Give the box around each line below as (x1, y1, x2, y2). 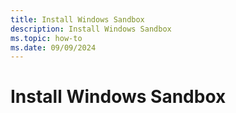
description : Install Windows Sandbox (10, 24, 172, 34)
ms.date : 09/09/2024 (10, 42, 97, 53)
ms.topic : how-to (10, 33, 83, 43)
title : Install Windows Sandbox (10, 14, 145, 25)
